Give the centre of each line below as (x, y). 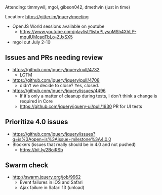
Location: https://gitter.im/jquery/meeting (47, 17)
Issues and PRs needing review (54, 58)
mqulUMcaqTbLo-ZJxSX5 (46, 37)
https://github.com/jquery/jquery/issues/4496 (59, 91)
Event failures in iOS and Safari (51, 182)
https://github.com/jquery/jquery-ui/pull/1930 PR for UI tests (81, 106)
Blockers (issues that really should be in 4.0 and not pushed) (74, 144)
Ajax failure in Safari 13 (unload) (52, 188)
